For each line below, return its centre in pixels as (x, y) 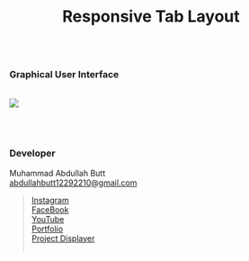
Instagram (50, 200)
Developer (32, 153)
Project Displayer (63, 238)
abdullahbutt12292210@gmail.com (73, 183)
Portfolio (47, 229)
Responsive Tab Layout (151, 17)
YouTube (48, 219)
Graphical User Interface (64, 74)
